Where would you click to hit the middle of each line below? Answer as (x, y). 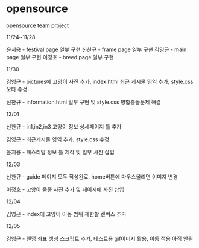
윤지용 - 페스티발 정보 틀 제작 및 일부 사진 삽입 (60, 152)
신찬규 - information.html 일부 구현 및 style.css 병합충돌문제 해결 (84, 102)
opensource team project (38, 25)
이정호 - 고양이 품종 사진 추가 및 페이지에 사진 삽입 (65, 189)
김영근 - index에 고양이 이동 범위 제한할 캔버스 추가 (66, 214)
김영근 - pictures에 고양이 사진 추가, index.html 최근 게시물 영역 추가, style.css (100, 81)
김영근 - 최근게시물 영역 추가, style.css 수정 (58, 139)
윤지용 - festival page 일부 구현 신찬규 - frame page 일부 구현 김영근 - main (96, 49)
